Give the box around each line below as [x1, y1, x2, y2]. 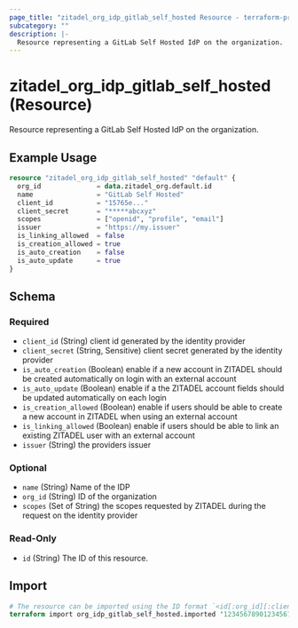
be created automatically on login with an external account [21, 374, 237, 385]
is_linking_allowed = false [17, 232, 125, 241]
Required [9, 315, 50, 328]
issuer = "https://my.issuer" [17, 223, 180, 232]
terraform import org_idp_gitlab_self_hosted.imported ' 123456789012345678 [9, 610, 295, 619]
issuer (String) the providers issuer [21, 440, 152, 450]
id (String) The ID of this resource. [21, 552, 149, 563]
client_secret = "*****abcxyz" [17, 206, 157, 216]
